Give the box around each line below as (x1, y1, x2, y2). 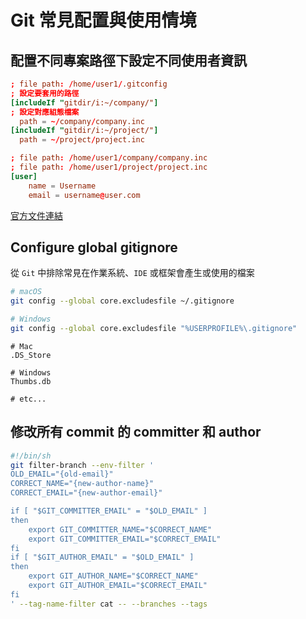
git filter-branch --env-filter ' (10, 460, 155, 470)
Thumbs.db (10, 376, 52, 386)
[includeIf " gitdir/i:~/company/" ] (10, 97, 159, 108)
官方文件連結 (10, 209, 63, 221)
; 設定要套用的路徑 (10, 88, 80, 98)
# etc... (10, 394, 47, 404)
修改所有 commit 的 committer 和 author (10, 424, 262, 441)
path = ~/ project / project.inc (19, 135, 145, 145)
